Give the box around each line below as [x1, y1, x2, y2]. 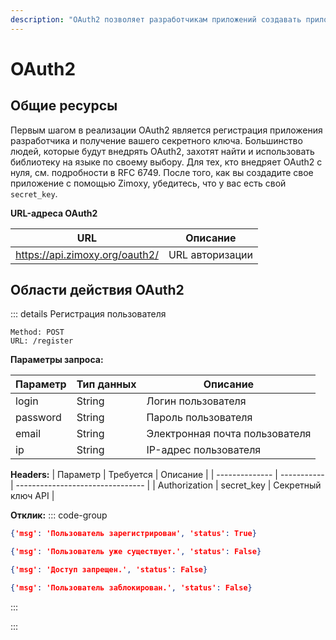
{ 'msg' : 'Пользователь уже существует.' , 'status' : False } [10, 547, 262, 557]
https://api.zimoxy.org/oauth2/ [15, 247, 159, 261]
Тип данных [76, 377, 137, 391]
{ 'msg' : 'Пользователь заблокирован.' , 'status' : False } [10, 583, 253, 593]
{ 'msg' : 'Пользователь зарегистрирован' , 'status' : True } [10, 529, 257, 539]
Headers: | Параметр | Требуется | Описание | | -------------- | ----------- [10, 469, 325, 481]
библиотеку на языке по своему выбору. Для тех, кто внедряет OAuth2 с [10, 156, 323, 168]
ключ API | [10, 490, 55, 502]
